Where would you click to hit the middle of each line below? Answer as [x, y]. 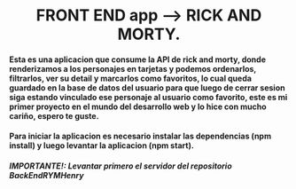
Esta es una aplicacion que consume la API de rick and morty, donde [137, 59]
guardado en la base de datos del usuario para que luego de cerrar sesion [147, 87]
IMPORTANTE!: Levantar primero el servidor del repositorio [121, 166]
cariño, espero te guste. [54, 115]
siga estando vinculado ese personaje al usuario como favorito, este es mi [148, 97]
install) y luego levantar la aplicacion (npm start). [102, 146]
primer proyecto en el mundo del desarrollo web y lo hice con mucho [138, 106]
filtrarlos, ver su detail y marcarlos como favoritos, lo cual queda [131, 78]
